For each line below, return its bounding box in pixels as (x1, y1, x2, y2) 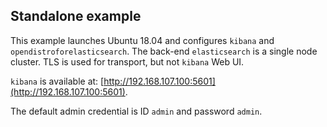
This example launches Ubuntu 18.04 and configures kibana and (10, 34, 275, 46)
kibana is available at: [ (10, 75, 105, 87)
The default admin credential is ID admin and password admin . (10, 105, 263, 117)
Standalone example (10, 8, 142, 25)
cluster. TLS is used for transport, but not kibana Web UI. (10, 55, 245, 68)
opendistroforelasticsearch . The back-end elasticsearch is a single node (10, 45, 318, 57)
